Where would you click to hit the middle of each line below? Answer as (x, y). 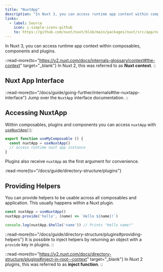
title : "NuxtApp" (23, 9)
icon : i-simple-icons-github (43, 28)
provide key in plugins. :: (30, 244)
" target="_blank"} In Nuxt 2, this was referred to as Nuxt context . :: (88, 65)
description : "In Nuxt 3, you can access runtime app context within (77, 14)
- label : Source (26, 23)
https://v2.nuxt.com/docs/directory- (75, 254)
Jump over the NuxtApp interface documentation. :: (78, 97)
